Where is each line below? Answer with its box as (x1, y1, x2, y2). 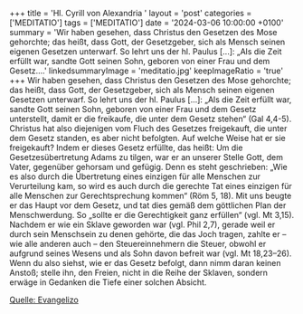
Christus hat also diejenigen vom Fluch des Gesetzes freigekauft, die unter (9, 123, 288, 134)
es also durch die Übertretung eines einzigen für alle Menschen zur (9, 171, 260, 182)
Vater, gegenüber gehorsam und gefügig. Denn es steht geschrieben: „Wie (9, 162, 288, 172)
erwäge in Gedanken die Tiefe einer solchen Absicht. (9, 277, 207, 288)
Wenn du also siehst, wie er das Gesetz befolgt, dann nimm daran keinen (9, 258, 282, 268)
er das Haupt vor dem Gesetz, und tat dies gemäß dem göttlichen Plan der (9, 200, 287, 211)
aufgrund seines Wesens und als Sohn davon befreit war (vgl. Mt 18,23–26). (9, 248, 292, 259)
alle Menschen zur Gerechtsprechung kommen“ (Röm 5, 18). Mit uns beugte (9, 190, 292, 201)
